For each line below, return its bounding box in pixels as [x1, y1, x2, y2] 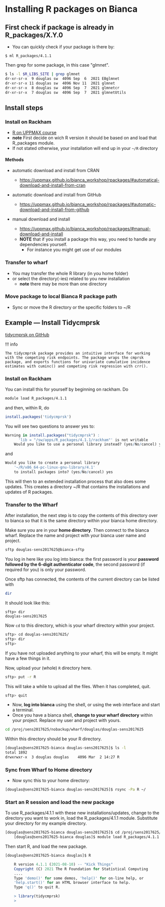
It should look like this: [5, 600, 51, 606]
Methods [5, 156, 24, 162]
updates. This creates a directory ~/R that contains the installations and [5, 483, 150, 489]
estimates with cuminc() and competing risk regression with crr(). [5, 363, 148, 368]
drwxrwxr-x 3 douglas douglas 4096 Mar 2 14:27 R [5, 755, 120, 760]
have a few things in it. [5, 655, 51, 661]
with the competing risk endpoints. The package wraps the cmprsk [5, 355, 144, 360]
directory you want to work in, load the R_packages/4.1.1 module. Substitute [5, 815, 158, 821]
